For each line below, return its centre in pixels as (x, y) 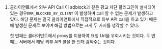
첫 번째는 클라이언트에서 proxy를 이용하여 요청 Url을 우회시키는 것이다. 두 (80, 36)
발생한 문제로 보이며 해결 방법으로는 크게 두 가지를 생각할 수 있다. (77, 25)
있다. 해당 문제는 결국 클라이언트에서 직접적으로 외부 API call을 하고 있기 (79, 19)
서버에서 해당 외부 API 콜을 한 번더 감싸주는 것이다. (67, 42)
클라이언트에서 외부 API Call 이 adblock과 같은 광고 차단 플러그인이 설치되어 (82, 7)
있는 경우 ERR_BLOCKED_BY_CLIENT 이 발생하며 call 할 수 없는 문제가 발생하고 (81, 13)
